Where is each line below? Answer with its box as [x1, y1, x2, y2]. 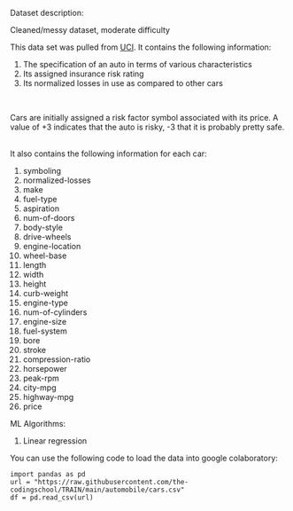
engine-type [22, 297, 69, 308]
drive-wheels [22, 232, 72, 242]
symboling [22, 166, 61, 176]
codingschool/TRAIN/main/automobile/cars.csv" [10, 485, 185, 494]
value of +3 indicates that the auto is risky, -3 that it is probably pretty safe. [10, 122, 285, 132]
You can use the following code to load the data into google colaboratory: [10, 452, 278, 463]
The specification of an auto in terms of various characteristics [22, 59, 253, 69]
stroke [22, 345, 47, 355]
